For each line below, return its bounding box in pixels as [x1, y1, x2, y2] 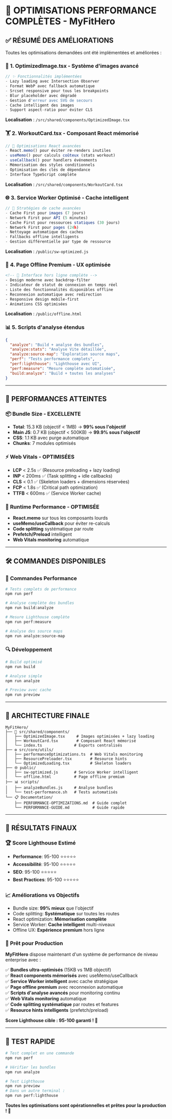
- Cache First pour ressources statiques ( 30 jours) [5, 220, 120, 225]
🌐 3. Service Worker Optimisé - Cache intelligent [5, 194, 129, 201]
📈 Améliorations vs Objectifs [5, 891, 80, 898]
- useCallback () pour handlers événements [5, 158, 97, 163]
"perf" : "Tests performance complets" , [10, 357, 95, 362]
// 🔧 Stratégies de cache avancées [5, 206, 81, 211]
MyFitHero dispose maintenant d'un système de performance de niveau [5, 951, 158, 957]
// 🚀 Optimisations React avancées [5, 143, 81, 148]
